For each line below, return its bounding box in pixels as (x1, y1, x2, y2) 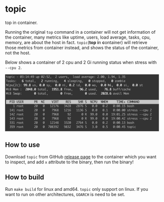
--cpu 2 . (5, 65, 22, 70)
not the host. (5, 50, 31, 56)
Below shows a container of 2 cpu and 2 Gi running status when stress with (5, 59, 157, 65)
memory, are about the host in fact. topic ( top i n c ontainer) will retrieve (5, 39, 147, 45)
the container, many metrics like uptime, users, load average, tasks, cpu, (5, 34, 151, 40)
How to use (5, 141, 40, 149)
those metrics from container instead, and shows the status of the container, (5, 45, 159, 50)
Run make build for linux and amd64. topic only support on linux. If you (5, 186, 148, 192)
